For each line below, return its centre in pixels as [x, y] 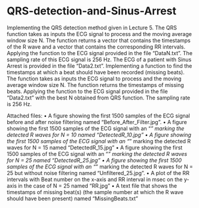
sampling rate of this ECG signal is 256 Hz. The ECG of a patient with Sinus [99, 59]
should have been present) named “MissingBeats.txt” [72, 198]
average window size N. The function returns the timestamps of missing [95, 85]
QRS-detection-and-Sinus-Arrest [92, 11]
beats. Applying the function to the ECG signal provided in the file [87, 91]
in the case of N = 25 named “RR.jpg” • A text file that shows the [98, 186]
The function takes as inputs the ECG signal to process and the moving [94, 79]
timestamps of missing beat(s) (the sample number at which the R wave [95, 192]
